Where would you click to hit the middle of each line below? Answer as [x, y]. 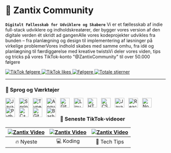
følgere [13, 62]
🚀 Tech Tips [110, 142]
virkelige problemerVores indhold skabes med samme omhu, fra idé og [80, 46]
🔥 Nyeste [26, 142]
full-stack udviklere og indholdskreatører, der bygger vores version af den [83, 29]
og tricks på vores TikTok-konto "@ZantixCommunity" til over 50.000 [78, 56]
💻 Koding [68, 141]
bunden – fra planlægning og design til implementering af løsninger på [79, 41]
